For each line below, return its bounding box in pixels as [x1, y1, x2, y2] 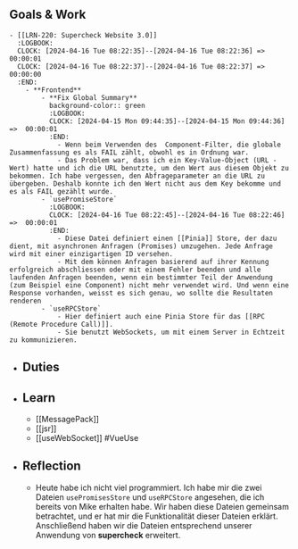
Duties [21, 360, 60, 375]
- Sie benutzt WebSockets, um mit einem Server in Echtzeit [56, 328, 286, 337]
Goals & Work [9, 7, 87, 22]
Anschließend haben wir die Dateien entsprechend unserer [35, 520, 252, 530]
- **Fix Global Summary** [41, 93, 138, 102]
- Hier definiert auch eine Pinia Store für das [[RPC [56, 312, 266, 320]
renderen [9, 296, 42, 305]
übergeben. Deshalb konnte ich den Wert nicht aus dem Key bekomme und [9, 179, 281, 188]
